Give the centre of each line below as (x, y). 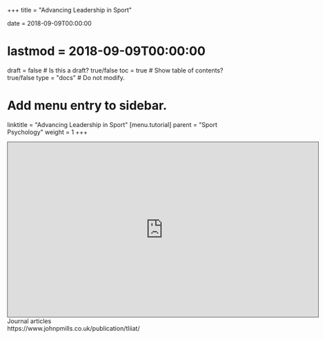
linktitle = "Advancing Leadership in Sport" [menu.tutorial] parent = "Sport (112, 124)
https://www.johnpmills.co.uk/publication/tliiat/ (74, 328)
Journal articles (29, 321)
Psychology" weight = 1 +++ (48, 132)
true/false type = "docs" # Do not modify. (66, 77)
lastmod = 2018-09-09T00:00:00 (106, 51)
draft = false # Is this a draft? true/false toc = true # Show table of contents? (115, 70)
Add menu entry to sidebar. (87, 106)
